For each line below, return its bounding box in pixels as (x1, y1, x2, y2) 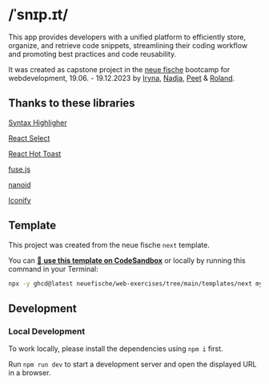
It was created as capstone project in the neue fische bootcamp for (8, 64, 231, 74)
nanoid (8, 180, 31, 189)
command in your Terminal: (8, 264, 98, 273)
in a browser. (8, 368, 51, 378)
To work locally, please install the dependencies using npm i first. (8, 344, 223, 354)
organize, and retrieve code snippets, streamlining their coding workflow (8, 40, 248, 50)
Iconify (8, 195, 31, 205)
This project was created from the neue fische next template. (8, 240, 210, 249)
